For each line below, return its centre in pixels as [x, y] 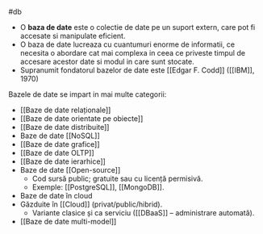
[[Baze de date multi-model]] [68, 221]
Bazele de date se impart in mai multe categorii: [88, 94]
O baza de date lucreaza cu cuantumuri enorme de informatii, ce [127, 44]
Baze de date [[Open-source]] [70, 170]
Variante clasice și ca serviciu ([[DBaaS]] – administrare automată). [143, 213]
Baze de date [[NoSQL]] [60, 136]
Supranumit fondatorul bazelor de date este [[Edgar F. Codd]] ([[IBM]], [137, 70]
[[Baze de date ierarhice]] [63, 161]
